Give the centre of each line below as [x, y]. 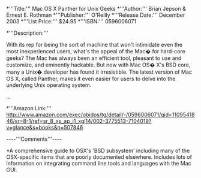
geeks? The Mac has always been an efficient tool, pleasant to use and [94, 58]
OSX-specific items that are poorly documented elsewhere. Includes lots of [99, 157]
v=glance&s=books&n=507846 [45, 127]
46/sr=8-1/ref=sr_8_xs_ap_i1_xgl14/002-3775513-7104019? [79, 121]
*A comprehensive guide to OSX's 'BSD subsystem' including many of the [98, 150]
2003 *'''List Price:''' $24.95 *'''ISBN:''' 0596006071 [71, 21]
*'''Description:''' [27, 33]
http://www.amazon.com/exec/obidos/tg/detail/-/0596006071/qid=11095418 [100, 114]
